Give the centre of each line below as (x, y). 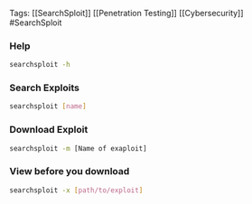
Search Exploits (44, 88)
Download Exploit (49, 130)
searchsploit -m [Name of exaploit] (78, 148)
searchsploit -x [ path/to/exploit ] (76, 190)
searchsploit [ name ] (48, 107)
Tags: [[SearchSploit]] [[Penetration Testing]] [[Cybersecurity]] (126, 13)
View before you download (70, 172)
